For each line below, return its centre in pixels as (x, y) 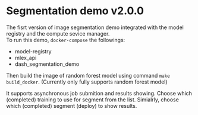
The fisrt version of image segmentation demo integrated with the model (95, 27)
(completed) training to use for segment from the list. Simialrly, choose (93, 100)
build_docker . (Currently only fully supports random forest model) (87, 82)
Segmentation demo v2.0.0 (75, 11)
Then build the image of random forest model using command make (88, 75)
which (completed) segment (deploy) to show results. (72, 106)
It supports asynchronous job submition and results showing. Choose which (99, 93)
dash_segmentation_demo (47, 64)
